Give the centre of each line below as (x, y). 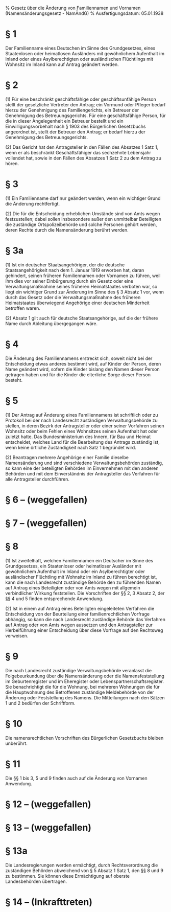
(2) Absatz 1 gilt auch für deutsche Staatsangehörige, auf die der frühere (82, 318)
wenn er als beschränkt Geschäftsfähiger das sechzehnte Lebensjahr (78, 152)
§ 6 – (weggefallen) (46, 500)
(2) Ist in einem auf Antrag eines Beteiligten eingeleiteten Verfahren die (80, 608)
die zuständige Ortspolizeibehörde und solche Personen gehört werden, (81, 224)
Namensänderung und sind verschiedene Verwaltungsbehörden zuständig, (84, 463)
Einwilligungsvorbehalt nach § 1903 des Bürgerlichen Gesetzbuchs (76, 126)
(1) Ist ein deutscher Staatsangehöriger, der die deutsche (65, 265)
